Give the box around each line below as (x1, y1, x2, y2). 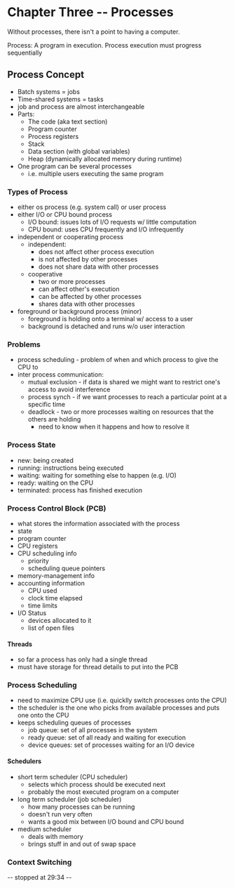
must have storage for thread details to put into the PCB (17, 663, 179, 671)
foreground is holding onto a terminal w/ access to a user (27, 315, 193, 323)
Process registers (27, 132, 79, 140)
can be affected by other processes (38, 292, 142, 301)
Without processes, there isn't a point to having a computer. (7, 27, 180, 36)
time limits (27, 601, 58, 610)
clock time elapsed (27, 593, 83, 602)
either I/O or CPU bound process (17, 210, 113, 219)
